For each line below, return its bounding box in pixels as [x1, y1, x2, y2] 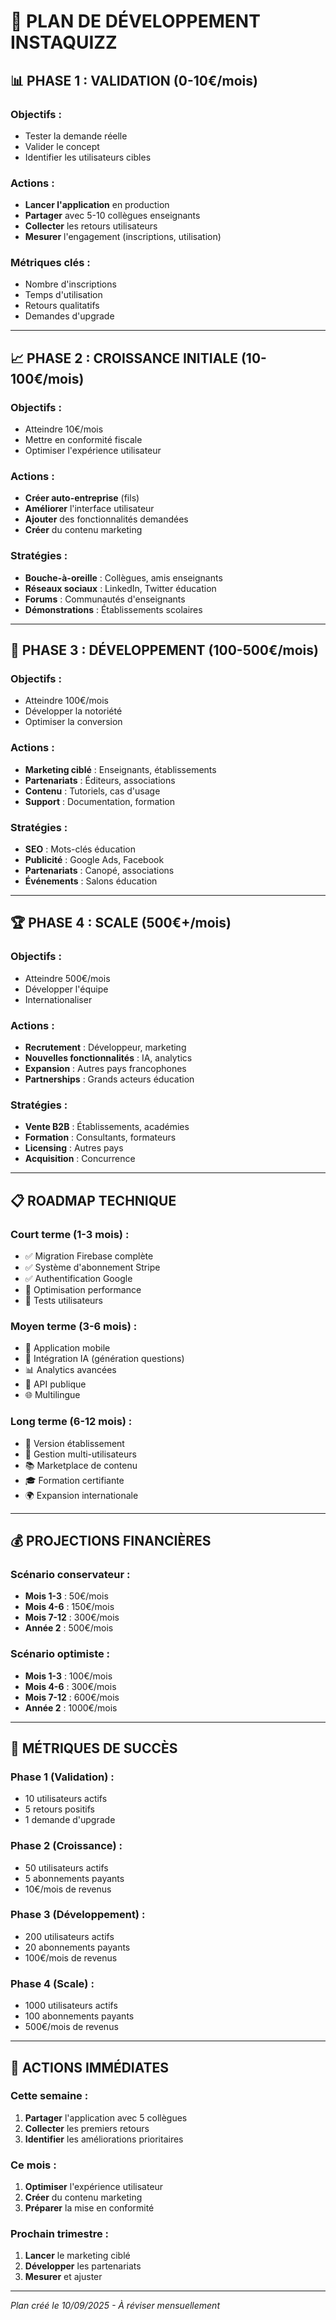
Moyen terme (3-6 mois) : [10, 1319, 138, 1333]
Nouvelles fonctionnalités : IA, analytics [24, 1052, 193, 1064]
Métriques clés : [10, 256, 91, 270]
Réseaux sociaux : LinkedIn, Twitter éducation [24, 582, 217, 594]
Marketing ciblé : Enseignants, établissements [24, 763, 217, 775]
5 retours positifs [24, 1803, 95, 1815]
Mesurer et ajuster [24, 2271, 103, 2283]
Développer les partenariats [24, 2260, 142, 2272]
